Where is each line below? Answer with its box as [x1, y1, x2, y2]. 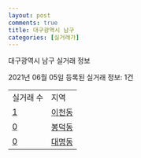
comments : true [8, 19, 58, 27]
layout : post [8, 11, 51, 20]
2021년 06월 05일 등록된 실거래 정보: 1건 [8, 72, 134, 83]
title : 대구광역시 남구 [8, 26, 75, 34]
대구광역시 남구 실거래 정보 [8, 56, 91, 65]
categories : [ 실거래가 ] [8, 33, 80, 42]
